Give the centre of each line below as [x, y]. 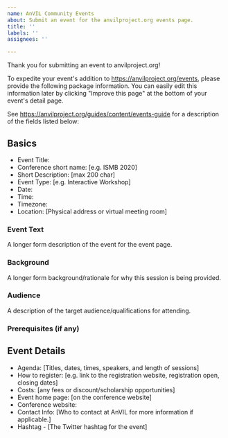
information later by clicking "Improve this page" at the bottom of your [107, 94]
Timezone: [32, 204]
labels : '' [23, 33]
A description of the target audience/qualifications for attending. [99, 310]
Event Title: [33, 159]
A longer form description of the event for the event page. [90, 245]
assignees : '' [28, 40]
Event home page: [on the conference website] [85, 397]
